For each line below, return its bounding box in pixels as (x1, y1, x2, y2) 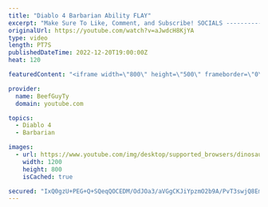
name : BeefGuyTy (15, 92, 69, 100)
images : (8, 143, 34, 151)
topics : (8, 114, 34, 122)
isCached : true (22, 173, 73, 181)
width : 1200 (22, 158, 62, 166)
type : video (8, 33, 48, 42)
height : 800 (22, 165, 62, 174)
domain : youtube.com (15, 100, 84, 107)
